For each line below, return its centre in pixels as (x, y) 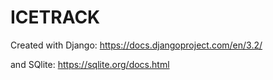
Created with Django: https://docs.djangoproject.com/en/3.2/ (136, 45)
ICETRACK (55, 17)
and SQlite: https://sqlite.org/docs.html (90, 64)
